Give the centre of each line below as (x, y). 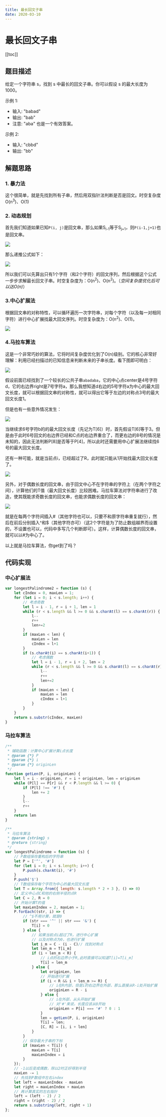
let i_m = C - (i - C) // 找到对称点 (67, 944)
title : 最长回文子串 (24, 10)
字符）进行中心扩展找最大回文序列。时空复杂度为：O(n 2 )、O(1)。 (71, 319)
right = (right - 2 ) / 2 (40, 1101)
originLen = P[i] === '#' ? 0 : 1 (85, 1008)
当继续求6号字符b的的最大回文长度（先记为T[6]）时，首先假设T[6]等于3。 (81, 429)
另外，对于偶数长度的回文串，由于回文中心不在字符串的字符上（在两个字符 (81, 484)
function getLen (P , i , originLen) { (43, 774)
